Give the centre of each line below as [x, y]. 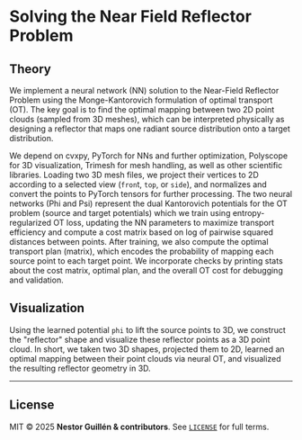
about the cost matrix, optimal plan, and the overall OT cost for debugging [146, 270]
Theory [31, 69]
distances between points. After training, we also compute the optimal [139, 242]
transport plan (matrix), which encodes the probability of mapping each [142, 251]
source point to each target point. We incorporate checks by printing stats [146, 261]
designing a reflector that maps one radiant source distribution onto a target [150, 129]
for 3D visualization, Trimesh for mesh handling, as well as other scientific [146, 165]
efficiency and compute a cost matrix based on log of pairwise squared [142, 232]
